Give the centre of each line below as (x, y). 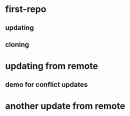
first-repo (26, 9)
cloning (17, 44)
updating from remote (52, 66)
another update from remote (65, 106)
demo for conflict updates (46, 84)
